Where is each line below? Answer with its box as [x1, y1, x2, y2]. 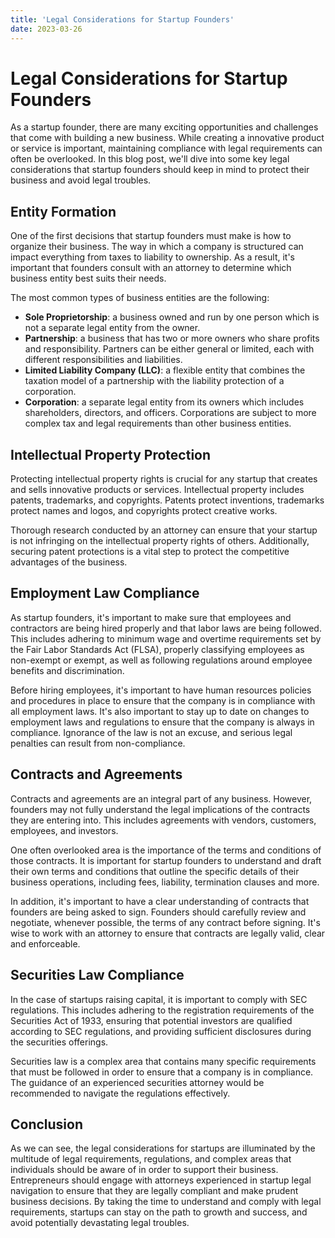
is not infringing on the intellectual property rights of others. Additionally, [10, 535, 310, 547]
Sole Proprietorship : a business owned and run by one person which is [24, 311, 320, 323]
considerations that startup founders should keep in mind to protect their [10, 164, 310, 176]
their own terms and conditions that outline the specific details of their [10, 865, 300, 877]
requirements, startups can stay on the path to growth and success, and [10, 1206, 308, 1218]
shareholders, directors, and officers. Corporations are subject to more [24, 407, 317, 419]
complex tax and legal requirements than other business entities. [24, 417, 292, 430]
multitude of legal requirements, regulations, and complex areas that [10, 1153, 292, 1165]
